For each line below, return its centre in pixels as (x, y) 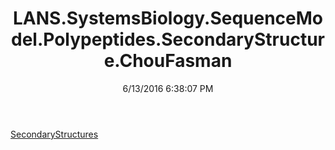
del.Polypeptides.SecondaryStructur (168, 39)
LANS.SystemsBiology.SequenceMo (167, 18)
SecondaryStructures (54, 134)
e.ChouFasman (168, 61)
